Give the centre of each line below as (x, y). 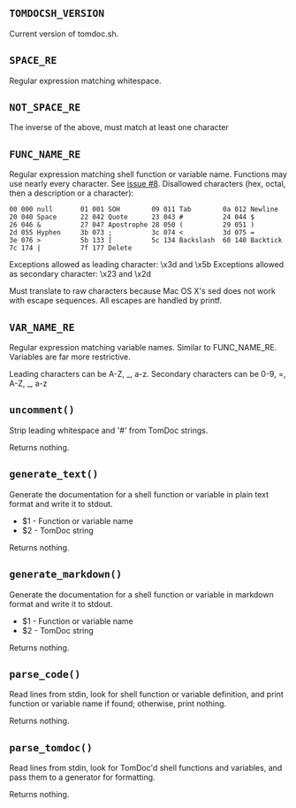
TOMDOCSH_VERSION (57, 14)
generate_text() (54, 474)
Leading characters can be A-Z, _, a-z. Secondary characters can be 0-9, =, (148, 374)
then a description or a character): (72, 193)
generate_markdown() (66, 574)
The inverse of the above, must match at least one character (119, 127)
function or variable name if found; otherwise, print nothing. (118, 704)
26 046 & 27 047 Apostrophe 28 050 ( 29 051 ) (132, 225)
